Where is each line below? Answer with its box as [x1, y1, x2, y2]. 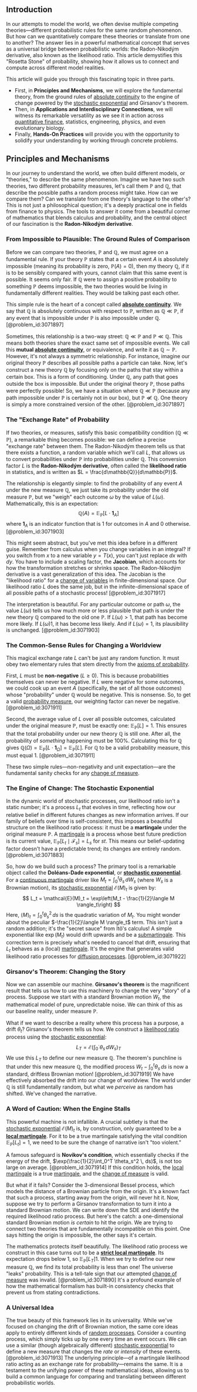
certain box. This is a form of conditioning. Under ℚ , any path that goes [6, 373, 178, 380]
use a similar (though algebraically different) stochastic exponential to [6, 1342, 175, 1349]
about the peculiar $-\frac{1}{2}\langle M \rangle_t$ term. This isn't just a [6, 919, 183, 926]
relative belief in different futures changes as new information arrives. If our [6, 811, 189, 818]
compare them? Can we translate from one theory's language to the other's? [6, 195, 191, 202]
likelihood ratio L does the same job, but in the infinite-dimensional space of [6, 583, 189, 590]
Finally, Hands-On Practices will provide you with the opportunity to [14, 131, 180, 138]
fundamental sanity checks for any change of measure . [6, 769, 140, 776]
